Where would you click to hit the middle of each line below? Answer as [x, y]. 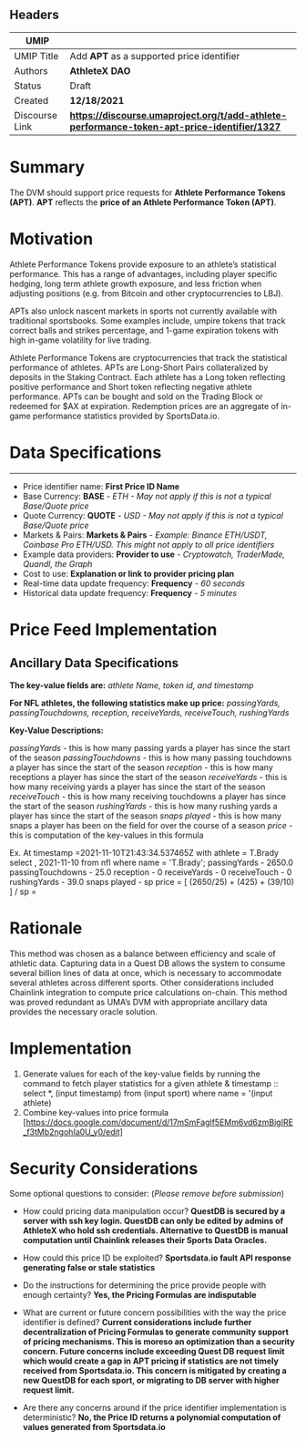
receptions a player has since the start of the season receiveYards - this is [148, 777]
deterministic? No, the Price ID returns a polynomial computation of [152, 1417]
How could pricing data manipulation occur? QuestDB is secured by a [154, 1211]
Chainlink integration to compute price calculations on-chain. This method [148, 992]
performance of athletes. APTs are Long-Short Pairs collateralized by [139, 367]
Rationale [46, 928]
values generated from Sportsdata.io [94, 1427]
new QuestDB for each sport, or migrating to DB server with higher [151, 1381]
